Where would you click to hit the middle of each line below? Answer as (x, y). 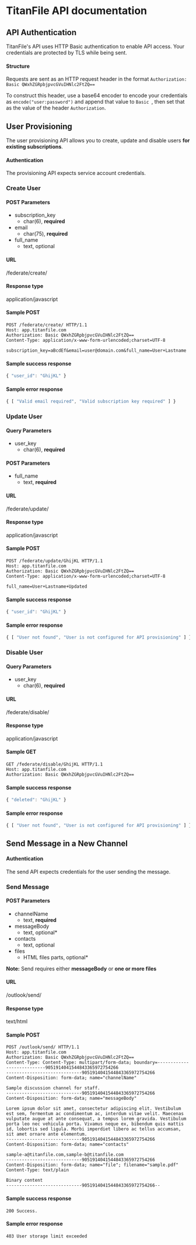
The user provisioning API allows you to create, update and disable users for (98, 140)
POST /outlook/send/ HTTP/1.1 (43, 1047)
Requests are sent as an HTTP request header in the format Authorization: (97, 79)
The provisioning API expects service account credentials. (76, 173)
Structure (18, 66)
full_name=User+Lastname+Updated (47, 587)
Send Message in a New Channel (67, 844)
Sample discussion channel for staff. (53, 1088)
